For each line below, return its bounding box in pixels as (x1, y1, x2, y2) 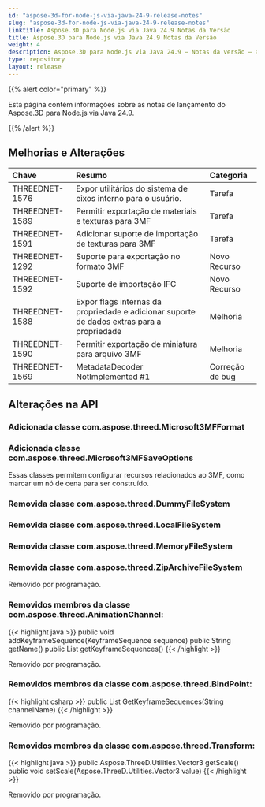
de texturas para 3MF (76, 238, 156, 249)
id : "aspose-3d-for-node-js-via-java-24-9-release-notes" (8, 11, 203, 20)
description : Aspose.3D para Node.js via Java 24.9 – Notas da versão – (8, 48, 252, 56)
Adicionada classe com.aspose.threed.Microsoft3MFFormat (8, 421, 245, 432)
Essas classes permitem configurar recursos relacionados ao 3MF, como (8, 470, 245, 480)
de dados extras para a (76, 316, 162, 327)
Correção (209, 361, 245, 372)
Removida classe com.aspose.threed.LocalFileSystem (8, 519, 222, 530)
